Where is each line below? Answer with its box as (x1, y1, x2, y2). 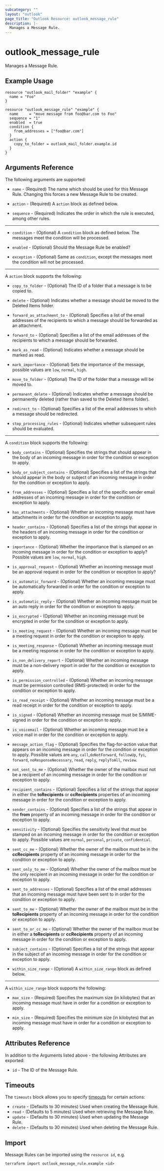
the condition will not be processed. (12, 259, 84, 265)
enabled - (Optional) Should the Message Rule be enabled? (12, 244, 131, 250)
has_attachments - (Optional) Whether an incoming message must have (12, 509, 155, 515)
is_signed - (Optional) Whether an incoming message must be (12, 712, 138, 718)
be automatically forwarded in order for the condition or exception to (12, 584, 150, 589)
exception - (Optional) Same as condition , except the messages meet (12, 254, 153, 260)
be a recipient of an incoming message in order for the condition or (12, 772, 147, 777)
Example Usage (5, 77, 54, 85)
